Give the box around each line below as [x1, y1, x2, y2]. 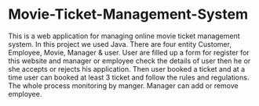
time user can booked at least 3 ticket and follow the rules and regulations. [8, 72, 250, 82]
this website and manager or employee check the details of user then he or [8, 56, 251, 65]
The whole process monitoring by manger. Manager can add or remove [8, 80, 239, 90]
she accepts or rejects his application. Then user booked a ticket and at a [8, 64, 246, 73]
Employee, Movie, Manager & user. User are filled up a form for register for [8, 48, 250, 57]
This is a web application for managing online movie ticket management [8, 31, 241, 41]
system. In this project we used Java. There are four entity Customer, [8, 39, 232, 48]
